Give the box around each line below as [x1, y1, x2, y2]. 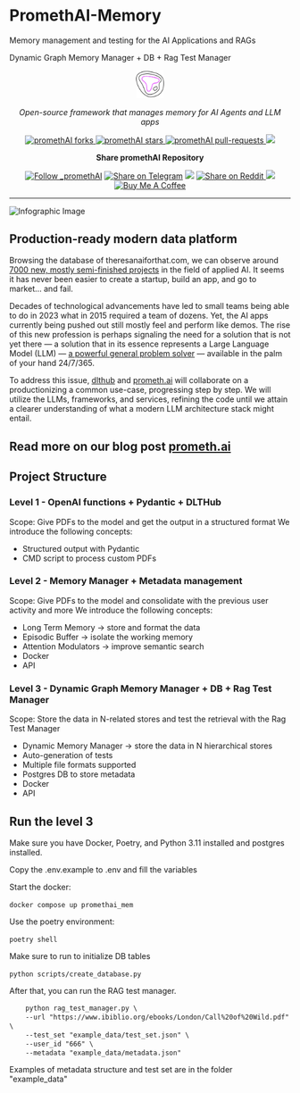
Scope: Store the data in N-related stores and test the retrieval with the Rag [9, 713, 287, 724]
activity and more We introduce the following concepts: [9, 605, 212, 615]
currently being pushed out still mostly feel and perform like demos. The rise [9, 320, 291, 330]
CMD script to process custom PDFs [21, 553, 157, 563]
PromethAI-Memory [9, 5, 162, 26]
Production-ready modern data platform [9, 231, 238, 246]
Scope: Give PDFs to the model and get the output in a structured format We [9, 516, 290, 527]
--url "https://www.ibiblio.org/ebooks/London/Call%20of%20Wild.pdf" [25, 1013, 290, 1022]
